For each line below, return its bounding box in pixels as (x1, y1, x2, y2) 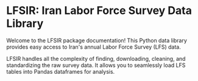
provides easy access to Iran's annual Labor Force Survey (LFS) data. (6, 43, 182, 51)
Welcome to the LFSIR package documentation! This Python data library (6, 37, 188, 44)
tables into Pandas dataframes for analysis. (6, 68, 115, 75)
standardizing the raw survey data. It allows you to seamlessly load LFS (6, 62, 186, 69)
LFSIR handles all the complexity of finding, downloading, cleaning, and (6, 55, 186, 62)
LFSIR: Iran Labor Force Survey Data (6, 4, 192, 18)
